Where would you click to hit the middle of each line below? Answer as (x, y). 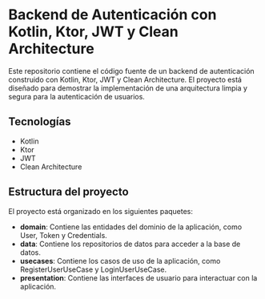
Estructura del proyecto (69, 192)
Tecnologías (40, 122)
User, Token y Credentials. (64, 235)
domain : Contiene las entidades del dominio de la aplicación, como (131, 227)
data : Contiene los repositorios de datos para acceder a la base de (130, 244)
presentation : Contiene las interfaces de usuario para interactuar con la (139, 277)
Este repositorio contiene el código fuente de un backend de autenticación (131, 71)
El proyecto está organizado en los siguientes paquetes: (101, 211)
